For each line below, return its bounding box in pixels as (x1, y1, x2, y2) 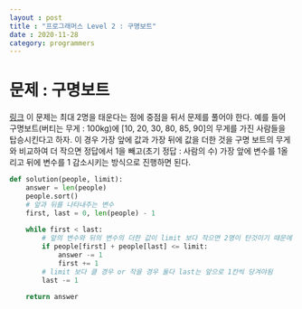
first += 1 (57, 258, 99, 267)
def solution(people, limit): (9, 175, 124, 184)
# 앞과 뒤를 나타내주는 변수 (25, 200, 115, 209)
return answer (25, 293, 79, 302)
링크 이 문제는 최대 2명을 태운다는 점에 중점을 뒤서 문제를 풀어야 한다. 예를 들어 (9, 112, 287, 123)
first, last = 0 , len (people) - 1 (25, 209, 156, 218)
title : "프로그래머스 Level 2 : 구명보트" (9, 22, 156, 31)
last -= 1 (42, 276, 79, 285)
